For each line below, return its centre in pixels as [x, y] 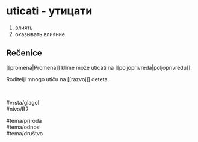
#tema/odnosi [23, 127]
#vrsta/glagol [23, 102]
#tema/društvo [25, 133]
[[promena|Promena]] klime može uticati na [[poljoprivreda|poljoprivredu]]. [99, 67]
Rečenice [24, 53]
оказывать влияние [40, 34]
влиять [24, 28]
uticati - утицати [49, 11]
